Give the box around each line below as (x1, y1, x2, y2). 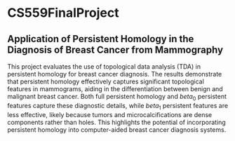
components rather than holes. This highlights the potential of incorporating (7, 118, 226, 126)
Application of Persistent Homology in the (7, 33, 194, 45)
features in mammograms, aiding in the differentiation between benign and (7, 85, 223, 93)
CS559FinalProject (7, 5, 119, 21)
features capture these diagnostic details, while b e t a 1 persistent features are (7, 101, 229, 112)
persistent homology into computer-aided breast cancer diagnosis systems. (7, 125, 227, 134)
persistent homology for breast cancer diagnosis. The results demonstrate (7, 70, 222, 78)
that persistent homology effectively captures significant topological (7, 77, 205, 86)
